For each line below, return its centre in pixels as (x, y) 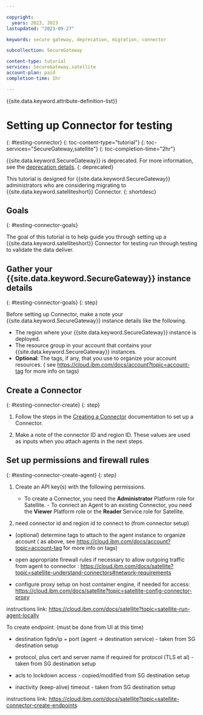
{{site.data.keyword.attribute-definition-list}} (62, 101)
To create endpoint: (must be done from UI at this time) (75, 627)
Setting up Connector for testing (89, 125)
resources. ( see (35, 365)
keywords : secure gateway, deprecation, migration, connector (86, 39)
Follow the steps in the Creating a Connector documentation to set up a (104, 417)
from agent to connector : (47, 566)
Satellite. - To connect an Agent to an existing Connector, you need (108, 505)
